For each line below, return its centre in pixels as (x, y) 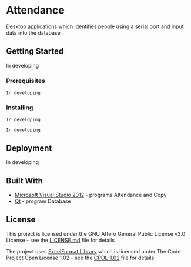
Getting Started (35, 51)
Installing (20, 108)
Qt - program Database (43, 201)
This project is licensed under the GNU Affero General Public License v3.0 (96, 233)
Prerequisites (26, 81)
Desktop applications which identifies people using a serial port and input (95, 26)
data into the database (33, 32)
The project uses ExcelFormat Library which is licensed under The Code (93, 251)
